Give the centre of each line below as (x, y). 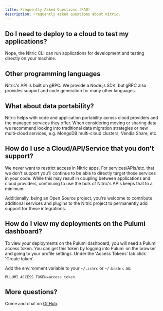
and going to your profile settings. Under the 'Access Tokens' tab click (75, 253)
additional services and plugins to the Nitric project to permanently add (76, 203)
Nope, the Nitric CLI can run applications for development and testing (75, 53)
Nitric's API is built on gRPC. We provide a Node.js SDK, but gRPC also (76, 85)
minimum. (15, 189)
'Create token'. (20, 258)
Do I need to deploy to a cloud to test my (67, 34)
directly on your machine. (31, 58)
